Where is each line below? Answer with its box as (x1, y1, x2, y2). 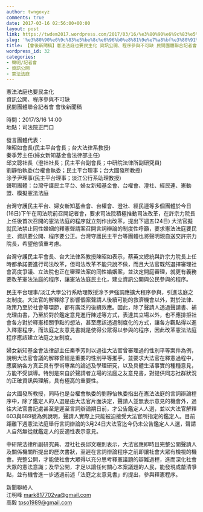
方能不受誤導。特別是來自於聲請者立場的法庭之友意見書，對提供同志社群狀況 (6, 370, 197, 377)
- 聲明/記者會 (6, 59, 37, 65)
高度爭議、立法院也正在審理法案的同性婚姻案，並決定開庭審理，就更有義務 (11, 268, 197, 275)
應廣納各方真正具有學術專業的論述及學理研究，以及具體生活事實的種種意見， (6, 362, 197, 369)
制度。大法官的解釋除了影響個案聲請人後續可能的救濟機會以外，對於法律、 (11, 296, 197, 303)
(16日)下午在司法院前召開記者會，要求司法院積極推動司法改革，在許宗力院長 (6, 210, 196, 217)
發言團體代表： (6, 137, 43, 144)
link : (6, 31, 20, 38)
